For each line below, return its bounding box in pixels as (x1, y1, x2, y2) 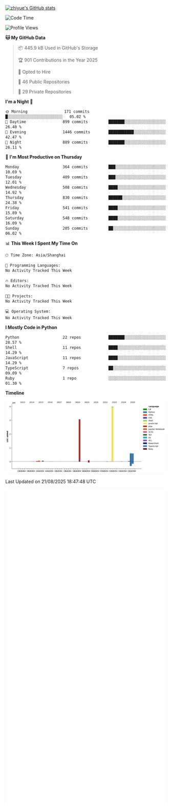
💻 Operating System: (5, 309, 51, 314)
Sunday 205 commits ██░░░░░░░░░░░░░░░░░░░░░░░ (5, 226, 166, 231)
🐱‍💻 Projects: (5, 294, 33, 299)
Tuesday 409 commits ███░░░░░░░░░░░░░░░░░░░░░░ (5, 174, 166, 180)
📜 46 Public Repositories (17, 79, 70, 84)
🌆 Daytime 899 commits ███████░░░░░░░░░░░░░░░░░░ (5, 119, 166, 124)
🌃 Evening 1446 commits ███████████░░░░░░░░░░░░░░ (5, 129, 166, 135)
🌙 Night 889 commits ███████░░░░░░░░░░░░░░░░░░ (5, 140, 166, 145)
